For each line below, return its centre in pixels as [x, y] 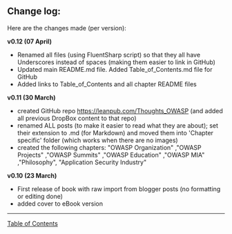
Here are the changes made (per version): [67, 28]
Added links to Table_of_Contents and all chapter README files [107, 84]
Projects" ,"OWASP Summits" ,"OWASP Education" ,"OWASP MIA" [111, 155]
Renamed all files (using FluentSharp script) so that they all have [109, 55]
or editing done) [40, 196]
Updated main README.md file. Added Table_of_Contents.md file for [115, 69]
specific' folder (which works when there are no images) [97, 140]
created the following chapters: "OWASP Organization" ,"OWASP [109, 147]
